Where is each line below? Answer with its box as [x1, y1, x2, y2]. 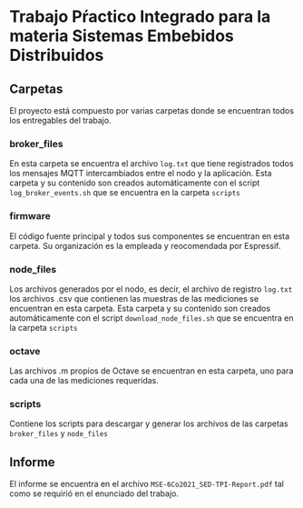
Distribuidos [9, 45, 104, 65]
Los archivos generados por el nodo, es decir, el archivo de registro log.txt [9, 284, 293, 294]
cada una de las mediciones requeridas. [9, 375, 159, 386]
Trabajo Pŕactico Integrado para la [9, 6, 271, 27]
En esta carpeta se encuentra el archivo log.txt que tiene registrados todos [9, 158, 294, 169]
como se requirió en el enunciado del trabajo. [9, 488, 180, 499]
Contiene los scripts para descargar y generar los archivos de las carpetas [9, 418, 288, 429]
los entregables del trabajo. [9, 115, 112, 125]
